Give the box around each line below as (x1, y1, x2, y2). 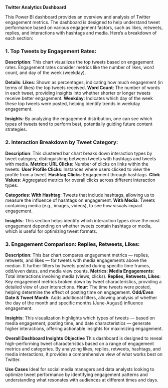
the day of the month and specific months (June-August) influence (5, 300, 143, 306)
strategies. (5, 126, 28, 132)
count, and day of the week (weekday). (5, 70, 86, 76)
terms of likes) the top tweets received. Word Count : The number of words (5, 85, 160, 91)
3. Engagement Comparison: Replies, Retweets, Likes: (5, 240, 140, 247)
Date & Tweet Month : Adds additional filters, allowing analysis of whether (5, 294, 157, 300)
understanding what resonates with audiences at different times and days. (5, 376, 159, 382)
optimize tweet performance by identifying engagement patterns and (5, 371, 148, 377)
